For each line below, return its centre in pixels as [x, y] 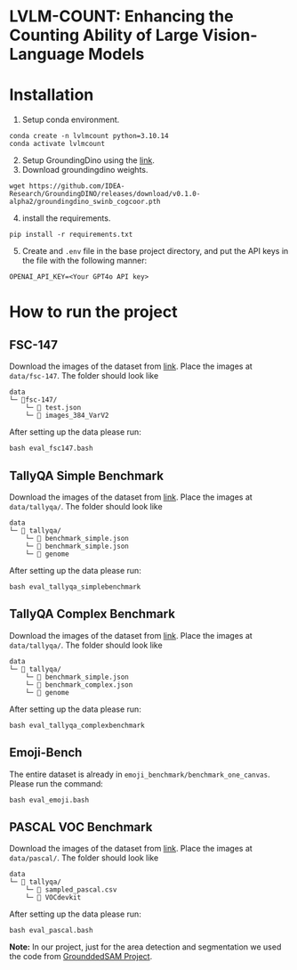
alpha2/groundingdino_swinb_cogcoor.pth [85, 202]
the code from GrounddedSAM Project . [81, 957]
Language [47, 54]
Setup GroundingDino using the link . [88, 160]
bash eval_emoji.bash [49, 800]
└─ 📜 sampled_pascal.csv [71, 890]
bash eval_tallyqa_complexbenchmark [77, 725]
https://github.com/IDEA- [77, 186]
